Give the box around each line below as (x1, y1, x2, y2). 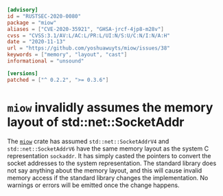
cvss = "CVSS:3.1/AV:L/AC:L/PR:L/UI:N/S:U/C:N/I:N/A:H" (7, 32, 170, 39)
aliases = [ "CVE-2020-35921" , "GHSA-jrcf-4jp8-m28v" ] (7, 25, 165, 32)
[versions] (7, 69, 38, 77)
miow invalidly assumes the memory (7, 100, 213, 115)
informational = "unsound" (7, 58, 84, 65)
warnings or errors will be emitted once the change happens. (7, 181, 180, 189)
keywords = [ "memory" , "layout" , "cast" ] (7, 52, 128, 58)
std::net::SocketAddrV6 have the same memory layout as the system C (7, 144, 209, 153)
